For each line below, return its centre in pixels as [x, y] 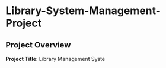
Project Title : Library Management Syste [55, 59]
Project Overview [38, 45]
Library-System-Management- [83, 11]
